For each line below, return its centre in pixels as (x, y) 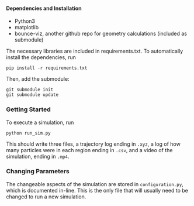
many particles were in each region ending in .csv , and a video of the (89, 150)
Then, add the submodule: (38, 79)
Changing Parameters (38, 171)
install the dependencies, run (41, 57)
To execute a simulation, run (40, 122)
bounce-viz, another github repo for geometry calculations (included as (101, 34)
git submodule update (32, 95)
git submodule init (30, 90)
